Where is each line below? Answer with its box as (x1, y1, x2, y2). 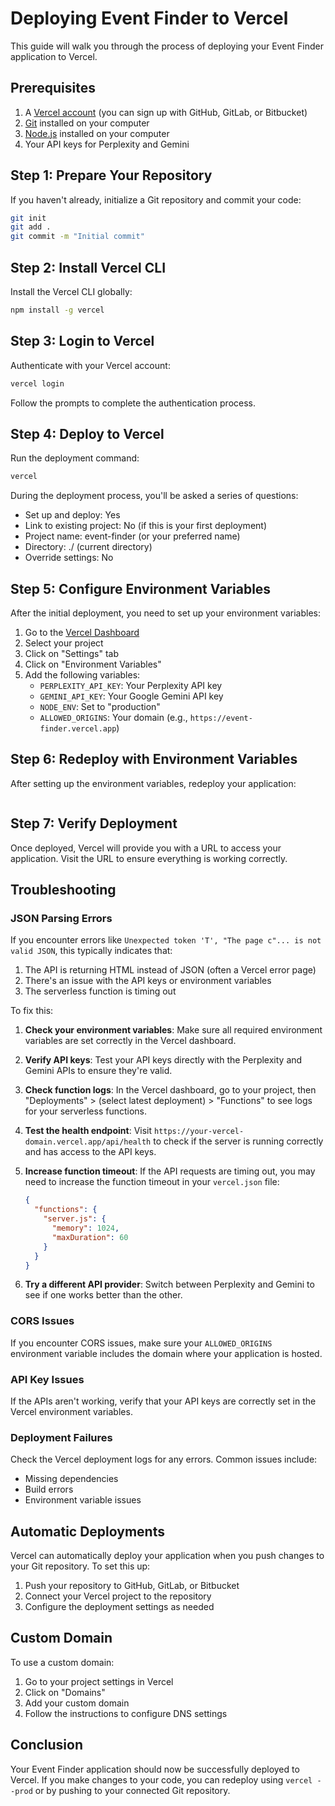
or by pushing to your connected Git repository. (34, 1784, 231, 1796)
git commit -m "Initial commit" (10, 232, 145, 242)
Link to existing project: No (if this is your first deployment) (24, 520, 267, 532)
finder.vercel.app (39, 724, 117, 734)
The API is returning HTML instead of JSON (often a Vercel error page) (24, 964, 317, 976)
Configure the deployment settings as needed (24, 1601, 215, 1613)
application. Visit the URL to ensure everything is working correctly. (10, 852, 288, 864)
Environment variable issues (24, 1494, 142, 1506)
